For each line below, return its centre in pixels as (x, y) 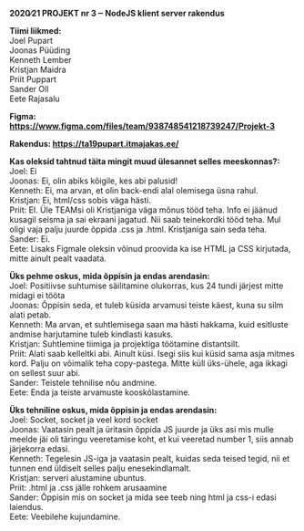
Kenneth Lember (41, 60)
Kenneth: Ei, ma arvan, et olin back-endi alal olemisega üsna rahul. (134, 190)
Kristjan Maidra (38, 69)
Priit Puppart (33, 79)
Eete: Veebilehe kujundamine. (65, 516)
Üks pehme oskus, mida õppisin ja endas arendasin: (110, 276)
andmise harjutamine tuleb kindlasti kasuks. (91, 334)
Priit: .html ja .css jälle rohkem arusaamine (88, 488)
